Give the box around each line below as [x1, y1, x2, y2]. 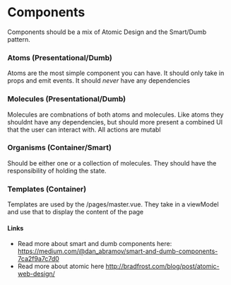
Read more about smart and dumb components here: [17, 240, 172, 248]
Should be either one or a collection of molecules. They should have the [7, 158, 217, 167]
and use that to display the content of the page [7, 208, 144, 216]
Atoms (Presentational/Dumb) [7, 52, 113, 62]
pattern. [7, 35, 30, 43]
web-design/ [17, 269, 55, 278]
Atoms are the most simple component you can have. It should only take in [7, 69, 225, 78]
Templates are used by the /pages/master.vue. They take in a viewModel [7, 200, 219, 209]
